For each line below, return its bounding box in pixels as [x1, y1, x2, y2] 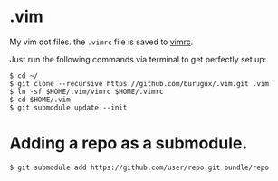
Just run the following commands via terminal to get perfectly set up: [9, 53, 267, 64]
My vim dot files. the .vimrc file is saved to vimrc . [9, 36, 194, 47]
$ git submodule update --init [9, 102, 128, 112]
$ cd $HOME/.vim [9, 95, 71, 104]
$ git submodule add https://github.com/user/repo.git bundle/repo [9, 163, 270, 172]
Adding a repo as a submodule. [9, 133, 248, 154]
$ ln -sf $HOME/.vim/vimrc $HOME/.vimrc [9, 87, 165, 96]
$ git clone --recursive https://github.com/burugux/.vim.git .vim [9, 79, 270, 88]
